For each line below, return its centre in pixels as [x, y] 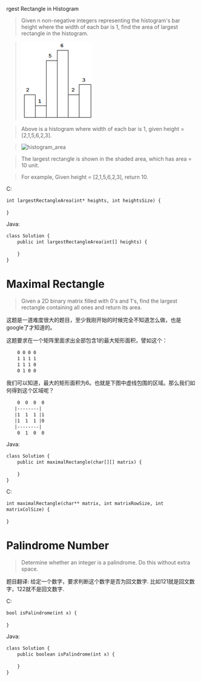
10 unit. [30, 165]
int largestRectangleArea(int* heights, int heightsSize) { [84, 201]
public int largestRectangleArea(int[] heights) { [82, 242]
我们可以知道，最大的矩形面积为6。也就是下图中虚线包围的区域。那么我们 [98, 383]
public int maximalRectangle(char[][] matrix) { [80, 462]
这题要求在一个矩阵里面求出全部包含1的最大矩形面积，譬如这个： [87, 340]
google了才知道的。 [31, 327]
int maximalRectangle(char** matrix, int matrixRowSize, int [85, 503]
